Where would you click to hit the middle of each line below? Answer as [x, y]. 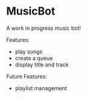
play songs [29, 51]
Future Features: [27, 76]
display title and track [42, 65]
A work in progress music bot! [44, 28]
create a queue [34, 58]
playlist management [41, 88]
